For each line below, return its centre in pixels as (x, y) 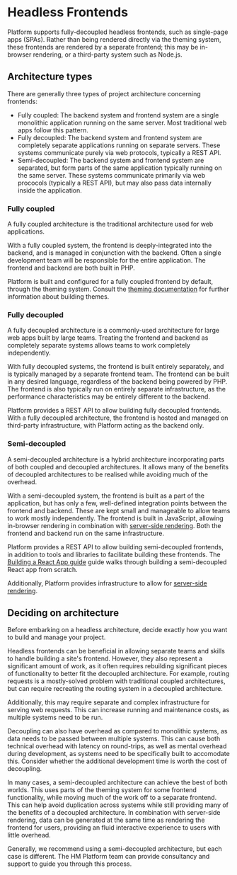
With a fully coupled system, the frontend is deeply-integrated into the (110, 246)
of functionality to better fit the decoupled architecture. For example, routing (118, 674)
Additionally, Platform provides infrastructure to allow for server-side (107, 583)
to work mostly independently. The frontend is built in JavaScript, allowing (116, 518)
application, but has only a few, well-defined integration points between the (117, 503)
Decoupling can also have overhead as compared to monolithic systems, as (117, 731)
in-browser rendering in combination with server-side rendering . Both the (114, 525)
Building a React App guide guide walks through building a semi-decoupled (117, 562)
